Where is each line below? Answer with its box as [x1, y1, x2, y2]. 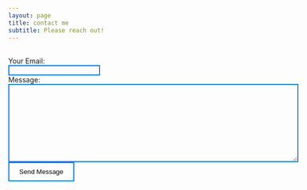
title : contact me [8, 19, 69, 27]
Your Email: [8, 56, 45, 66]
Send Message [19, 168, 63, 177]
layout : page [8, 11, 52, 20]
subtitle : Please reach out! [8, 26, 105, 34]
